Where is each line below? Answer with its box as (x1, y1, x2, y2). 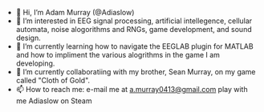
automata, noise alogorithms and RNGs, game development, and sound (15, 25, 252, 34)
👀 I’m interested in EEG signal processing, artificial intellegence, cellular (15, 16, 253, 26)
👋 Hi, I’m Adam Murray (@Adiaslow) (15, 8, 135, 17)
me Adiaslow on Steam (15, 96, 92, 106)
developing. (15, 58, 55, 68)
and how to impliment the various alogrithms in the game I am (15, 50, 221, 59)
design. (15, 33, 42, 42)
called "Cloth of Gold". (15, 76, 91, 85)
